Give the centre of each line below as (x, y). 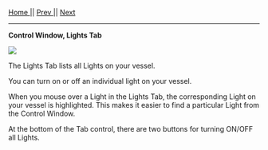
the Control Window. (42, 113)
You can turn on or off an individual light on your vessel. (100, 81)
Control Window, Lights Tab (55, 35)
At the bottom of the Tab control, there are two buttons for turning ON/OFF (131, 129)
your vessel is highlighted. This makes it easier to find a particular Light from (134, 105)
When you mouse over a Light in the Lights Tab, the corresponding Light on (132, 97)
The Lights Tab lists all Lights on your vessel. (82, 65)
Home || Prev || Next (42, 12)
